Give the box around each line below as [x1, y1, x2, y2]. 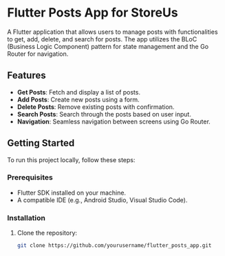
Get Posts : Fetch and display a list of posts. [17, 88, 141, 96]
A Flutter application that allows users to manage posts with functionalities [7, 28, 218, 36]
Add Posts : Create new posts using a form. [17, 95, 140, 104]
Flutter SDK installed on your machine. [17, 188, 126, 197]
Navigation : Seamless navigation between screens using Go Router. [17, 117, 211, 126]
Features [7, 70, 46, 81]
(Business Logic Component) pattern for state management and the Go [7, 42, 208, 50]
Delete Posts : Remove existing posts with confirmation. [17, 102, 175, 111]
